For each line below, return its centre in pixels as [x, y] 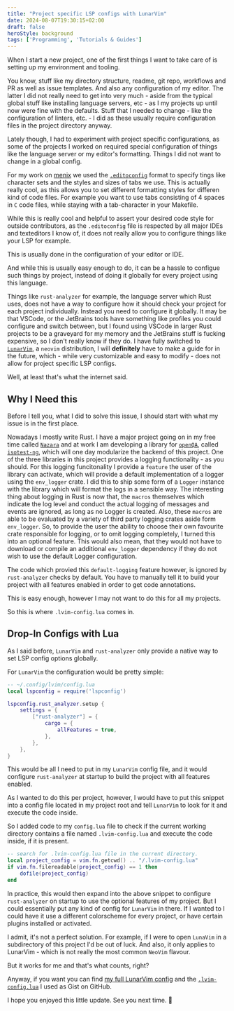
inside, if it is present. [38, 841]
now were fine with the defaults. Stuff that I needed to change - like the [110, 111]
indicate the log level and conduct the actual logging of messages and [108, 504]
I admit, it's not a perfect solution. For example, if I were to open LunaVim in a [117, 937]
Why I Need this [43, 399]
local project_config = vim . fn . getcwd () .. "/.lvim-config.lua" [103, 861]
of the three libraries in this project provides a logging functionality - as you [116, 459]
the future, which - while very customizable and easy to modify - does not [114, 356]
